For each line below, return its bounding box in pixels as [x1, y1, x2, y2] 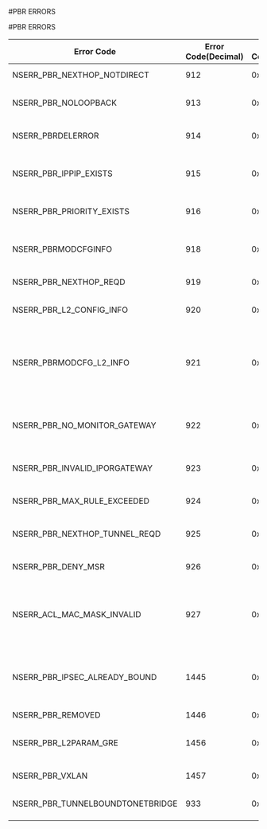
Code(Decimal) [185, 51, 244, 62]
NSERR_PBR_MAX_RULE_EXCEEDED [12, 495, 149, 506]
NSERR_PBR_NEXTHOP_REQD [12, 276, 126, 287]
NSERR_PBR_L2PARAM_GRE [12, 737, 118, 748]
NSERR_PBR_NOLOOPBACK [12, 97, 118, 108]
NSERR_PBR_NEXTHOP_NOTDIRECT [12, 69, 149, 80]
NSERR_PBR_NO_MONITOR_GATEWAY [12, 420, 157, 431]
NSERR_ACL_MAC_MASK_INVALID [12, 609, 141, 620]
